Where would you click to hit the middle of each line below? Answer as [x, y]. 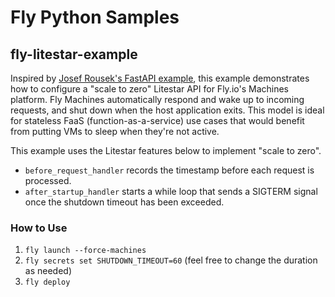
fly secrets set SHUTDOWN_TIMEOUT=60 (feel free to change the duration [171, 260]
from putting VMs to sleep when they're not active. [115, 131]
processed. [48, 180]
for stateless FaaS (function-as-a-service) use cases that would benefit [157, 120]
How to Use [39, 228]
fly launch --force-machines [85, 251]
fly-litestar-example [74, 54]
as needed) [48, 271]
